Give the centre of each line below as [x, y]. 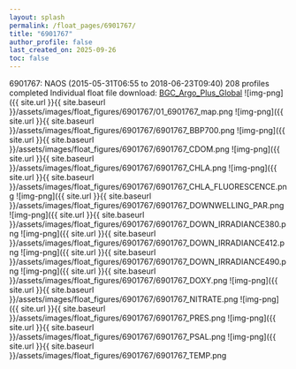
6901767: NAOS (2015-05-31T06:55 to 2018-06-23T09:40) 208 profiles [139, 83]
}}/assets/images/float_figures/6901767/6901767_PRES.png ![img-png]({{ [143, 318]
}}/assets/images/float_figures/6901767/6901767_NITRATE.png [124, 299]
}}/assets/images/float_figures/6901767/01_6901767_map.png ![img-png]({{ [147, 112]
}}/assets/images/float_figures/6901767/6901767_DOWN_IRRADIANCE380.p [148, 224]
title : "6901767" [41, 34]
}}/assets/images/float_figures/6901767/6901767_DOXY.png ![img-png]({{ [144, 280]
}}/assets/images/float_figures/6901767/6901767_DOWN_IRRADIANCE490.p [148, 262]
